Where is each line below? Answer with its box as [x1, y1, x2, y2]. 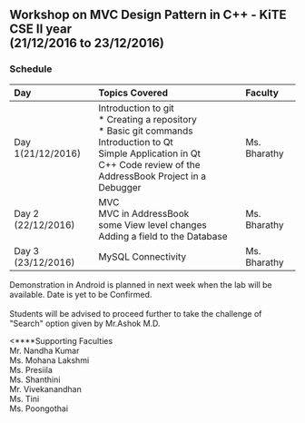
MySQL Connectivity [98, 250, 187, 262]
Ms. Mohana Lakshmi [9, 354, 90, 366]
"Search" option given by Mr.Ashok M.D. [9, 318, 161, 329]
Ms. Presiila [9, 364, 53, 375]
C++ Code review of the [98, 158, 202, 171]
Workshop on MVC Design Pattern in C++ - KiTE [9, 7, 287, 23]
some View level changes [98, 218, 207, 231]
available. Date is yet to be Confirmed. [9, 289, 152, 300]
